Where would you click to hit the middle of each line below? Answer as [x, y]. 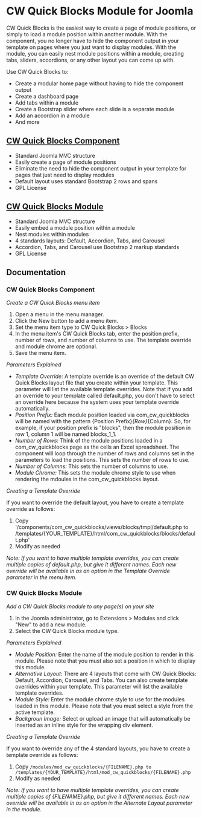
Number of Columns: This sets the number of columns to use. [92, 466]
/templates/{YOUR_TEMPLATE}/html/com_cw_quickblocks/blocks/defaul [105, 534]
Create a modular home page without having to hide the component [99, 83]
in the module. [24, 809]
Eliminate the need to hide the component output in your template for [101, 168]
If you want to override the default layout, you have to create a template [95, 502]
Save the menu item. [40, 353]
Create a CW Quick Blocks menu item [53, 303]
